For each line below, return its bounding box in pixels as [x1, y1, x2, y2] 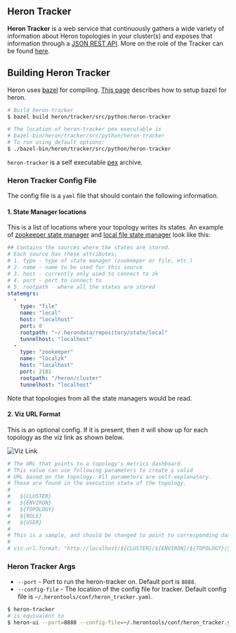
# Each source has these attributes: [7, 251, 118, 258]
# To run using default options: [7, 139, 105, 146]
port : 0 [20, 322, 42, 329]
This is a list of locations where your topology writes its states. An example [7, 223, 223, 232]
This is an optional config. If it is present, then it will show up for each [7, 425, 209, 434]
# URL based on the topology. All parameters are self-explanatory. [7, 473, 212, 480]
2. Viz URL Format [7, 410, 61, 418]
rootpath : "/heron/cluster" [20, 375, 102, 382]
